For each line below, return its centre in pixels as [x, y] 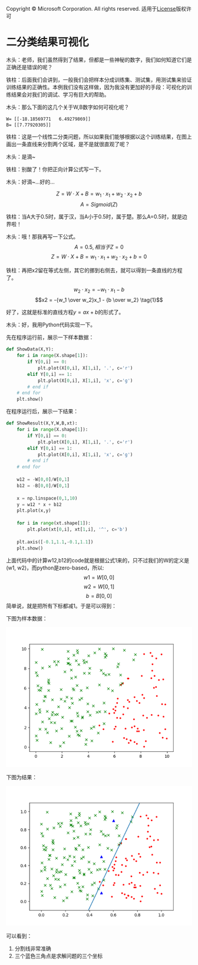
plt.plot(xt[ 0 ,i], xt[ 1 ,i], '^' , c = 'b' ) [77, 530]
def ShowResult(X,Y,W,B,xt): [42, 423]
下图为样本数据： [27, 618]
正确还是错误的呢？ [29, 67]
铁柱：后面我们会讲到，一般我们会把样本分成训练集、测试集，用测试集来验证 [99, 79]
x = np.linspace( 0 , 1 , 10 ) [47, 498]
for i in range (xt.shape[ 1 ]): [54, 523]
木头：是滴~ [21, 156]
